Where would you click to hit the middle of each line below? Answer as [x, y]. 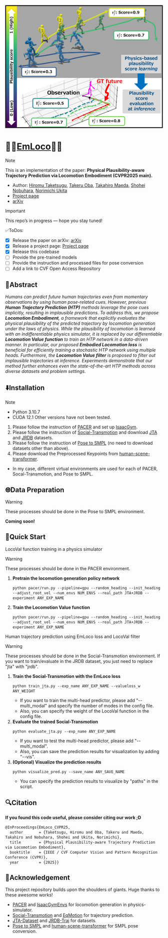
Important [15, 211]
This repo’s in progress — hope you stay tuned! [54, 221]
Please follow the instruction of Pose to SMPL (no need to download [82, 443]
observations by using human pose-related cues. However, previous [76, 302]
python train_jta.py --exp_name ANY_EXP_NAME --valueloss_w [76, 686]
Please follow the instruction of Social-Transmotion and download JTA [85, 432]
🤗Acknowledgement [37, 878]
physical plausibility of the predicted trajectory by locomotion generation [80, 323]
